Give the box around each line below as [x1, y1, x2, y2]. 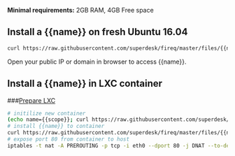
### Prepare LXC [7, 96, 56, 104]
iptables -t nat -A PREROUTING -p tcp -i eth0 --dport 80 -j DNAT [7, 142, 205, 149]
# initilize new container [7, 110, 86, 117]
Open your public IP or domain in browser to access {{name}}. [7, 57, 187, 66]
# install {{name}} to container [7, 122, 105, 130]
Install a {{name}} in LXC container [7, 78, 163, 90]
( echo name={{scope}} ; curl [7, 116, 90, 123]
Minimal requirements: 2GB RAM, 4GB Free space [7, 6, 154, 14]
